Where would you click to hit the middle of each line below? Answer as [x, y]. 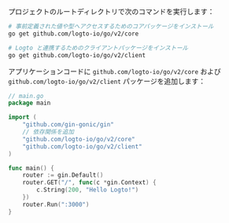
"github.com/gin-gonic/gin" [68, 125]
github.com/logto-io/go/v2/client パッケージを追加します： [107, 81]
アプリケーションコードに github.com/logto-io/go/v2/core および [115, 71]
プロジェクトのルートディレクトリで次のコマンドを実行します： [111, 11]
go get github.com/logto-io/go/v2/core [74, 34]
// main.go [26, 96]
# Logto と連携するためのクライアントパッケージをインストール [98, 48]
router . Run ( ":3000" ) [56, 204]
